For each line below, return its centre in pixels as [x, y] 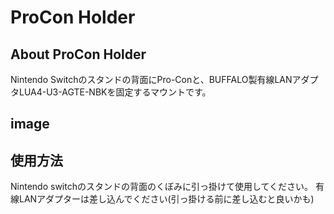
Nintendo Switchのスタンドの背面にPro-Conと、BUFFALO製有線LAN [151, 79]
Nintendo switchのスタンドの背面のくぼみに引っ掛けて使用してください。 [162, 187]
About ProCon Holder [78, 54]
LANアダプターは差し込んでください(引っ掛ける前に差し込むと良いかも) [166, 199]
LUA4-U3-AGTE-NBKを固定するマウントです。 [115, 92]
